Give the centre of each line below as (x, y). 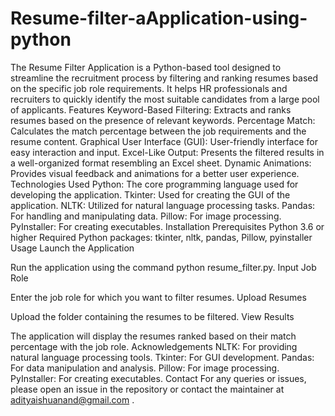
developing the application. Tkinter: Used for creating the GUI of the (150, 194)
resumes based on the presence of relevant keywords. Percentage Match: (163, 120)
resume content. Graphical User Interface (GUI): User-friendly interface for (164, 141)
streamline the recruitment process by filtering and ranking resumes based (164, 78)
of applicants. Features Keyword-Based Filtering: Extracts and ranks (151, 109)
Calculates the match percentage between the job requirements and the (158, 131)
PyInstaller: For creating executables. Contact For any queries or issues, (158, 378)
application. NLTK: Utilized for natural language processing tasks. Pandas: (163, 205)
